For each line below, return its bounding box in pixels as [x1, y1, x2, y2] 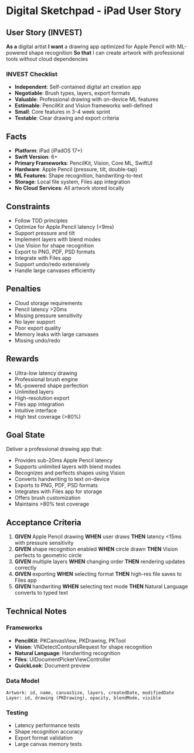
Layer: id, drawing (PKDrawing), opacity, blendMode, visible [6, 695, 161, 701]
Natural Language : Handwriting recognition [14, 649, 121, 656]
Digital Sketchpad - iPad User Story [6, 4, 182, 18]
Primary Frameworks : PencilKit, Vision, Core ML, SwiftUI [14, 160, 153, 167]
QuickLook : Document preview [14, 662, 90, 669]
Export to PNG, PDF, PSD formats [14, 248, 96, 255]
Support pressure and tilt [14, 229, 75, 236]
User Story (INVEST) [6, 28, 83, 38]
